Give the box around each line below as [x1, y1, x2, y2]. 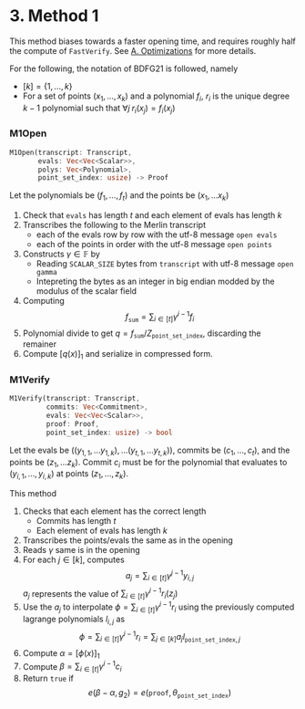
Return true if [22, 673, 75, 684]
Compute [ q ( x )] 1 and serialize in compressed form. [22, 349, 214, 361]
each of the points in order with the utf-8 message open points [36, 239, 273, 250]
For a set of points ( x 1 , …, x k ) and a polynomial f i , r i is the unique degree [22, 90, 290, 103]
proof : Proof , [46, 420, 100, 429]
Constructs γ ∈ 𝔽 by [22, 248, 100, 260]
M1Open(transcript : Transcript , [9, 148, 132, 157]
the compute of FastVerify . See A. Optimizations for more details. [9, 45, 257, 56]
